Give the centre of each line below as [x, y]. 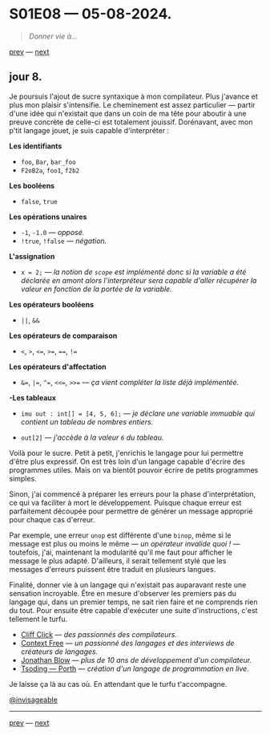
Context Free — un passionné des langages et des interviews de [127, 643]
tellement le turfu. [38, 619]
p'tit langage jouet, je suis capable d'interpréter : [89, 130]
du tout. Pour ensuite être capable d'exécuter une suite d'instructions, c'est [133, 610]
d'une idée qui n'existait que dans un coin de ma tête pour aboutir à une [128, 113]
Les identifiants [36, 146]
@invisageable [34, 700]
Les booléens [32, 185]
